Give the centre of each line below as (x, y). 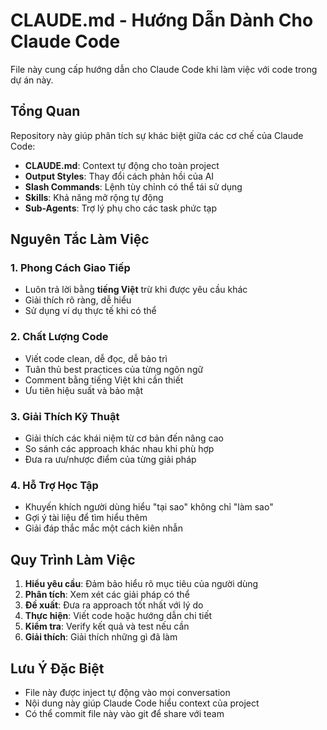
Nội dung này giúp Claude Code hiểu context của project (142, 703)
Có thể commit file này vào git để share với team (124, 713)
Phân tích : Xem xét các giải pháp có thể (107, 595)
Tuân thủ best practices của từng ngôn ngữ (114, 369)
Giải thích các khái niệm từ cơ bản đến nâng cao (124, 438)
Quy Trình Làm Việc (73, 559)
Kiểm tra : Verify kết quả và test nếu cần (107, 626)
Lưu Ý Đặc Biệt (57, 668)
